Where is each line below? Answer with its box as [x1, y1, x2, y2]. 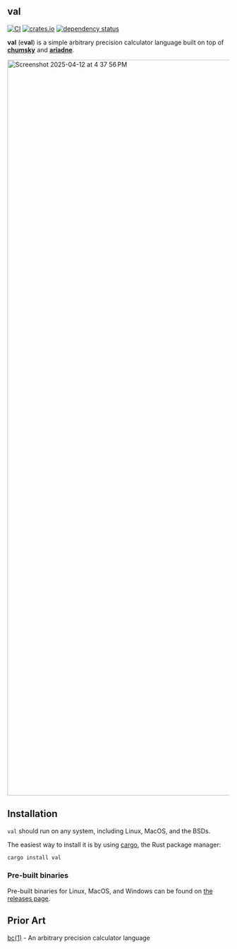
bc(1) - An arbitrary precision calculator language [7, 933, 150, 942]
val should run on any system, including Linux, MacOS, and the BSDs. [7, 826, 211, 835]
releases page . [7, 894, 51, 902]
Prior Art [7, 914, 46, 927]
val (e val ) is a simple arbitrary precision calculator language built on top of [7, 38, 224, 47]
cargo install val [7, 854, 61, 861]
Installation [7, 808, 58, 820]
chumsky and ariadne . [7, 45, 75, 54]
